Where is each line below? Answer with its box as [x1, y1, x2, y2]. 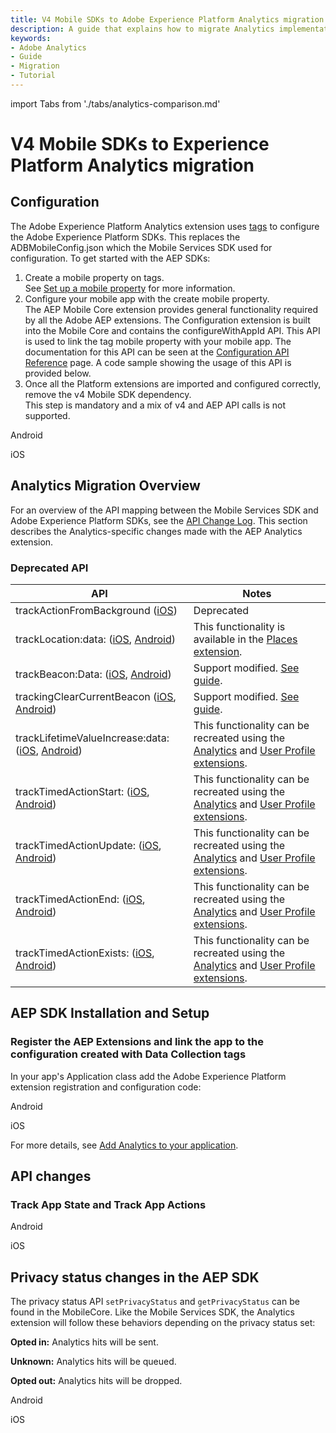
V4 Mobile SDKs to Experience [10, 133, 270, 156]
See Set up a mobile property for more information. [24, 282, 236, 294]
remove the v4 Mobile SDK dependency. [24, 388, 192, 400]
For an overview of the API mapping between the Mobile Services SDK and [10, 504, 319, 516]
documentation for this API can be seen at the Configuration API [24, 346, 290, 358]
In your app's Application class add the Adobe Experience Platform [10, 1070, 287, 1082]
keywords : [10, 33, 52, 43]
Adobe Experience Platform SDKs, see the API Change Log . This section [10, 514, 308, 526]
